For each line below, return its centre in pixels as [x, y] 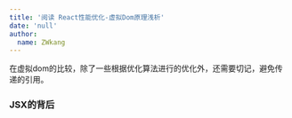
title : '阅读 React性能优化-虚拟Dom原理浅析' [87, 17]
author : [24, 34]
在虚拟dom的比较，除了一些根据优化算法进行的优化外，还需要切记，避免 [142, 68]
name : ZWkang [41, 42]
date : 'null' [33, 26]
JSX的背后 [32, 105]
